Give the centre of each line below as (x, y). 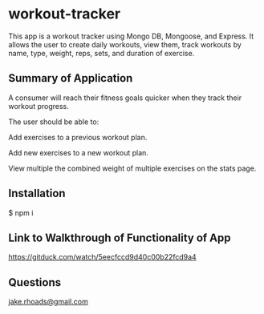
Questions (35, 282)
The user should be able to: (54, 122)
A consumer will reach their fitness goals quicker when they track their (125, 98)
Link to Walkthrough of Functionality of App (120, 238)
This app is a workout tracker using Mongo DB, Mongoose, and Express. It (131, 36)
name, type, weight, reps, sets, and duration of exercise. (102, 53)
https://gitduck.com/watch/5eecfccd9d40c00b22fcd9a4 (102, 257)
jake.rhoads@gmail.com (48, 302)
